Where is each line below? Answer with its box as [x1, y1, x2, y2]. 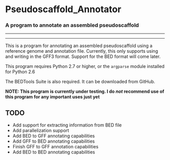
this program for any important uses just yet [5, 94, 100, 100]
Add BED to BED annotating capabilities [12, 149, 95, 155]
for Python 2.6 [5, 69, 35, 75]
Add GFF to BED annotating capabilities [12, 138, 95, 144]
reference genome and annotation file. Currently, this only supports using [5, 48, 158, 54]
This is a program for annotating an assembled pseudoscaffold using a [5, 43, 153, 49]
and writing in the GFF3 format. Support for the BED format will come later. [5, 53, 161, 59]
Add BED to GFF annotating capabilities [12, 133, 95, 139]
